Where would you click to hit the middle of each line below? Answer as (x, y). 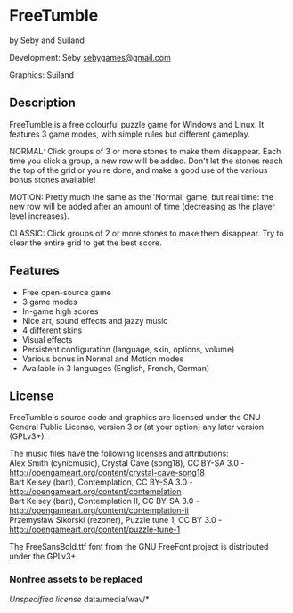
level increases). (39, 216)
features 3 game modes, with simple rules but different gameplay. (130, 134)
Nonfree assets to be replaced (76, 579)
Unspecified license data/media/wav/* (79, 599)
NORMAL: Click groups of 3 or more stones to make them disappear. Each (145, 151)
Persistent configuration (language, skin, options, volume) (128, 349)
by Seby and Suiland (47, 40)
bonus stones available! (53, 179)
